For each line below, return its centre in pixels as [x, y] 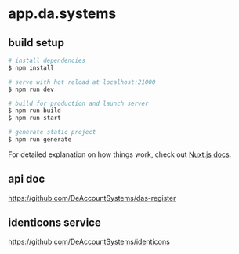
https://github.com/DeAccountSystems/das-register [92, 198]
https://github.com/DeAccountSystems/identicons [89, 241]
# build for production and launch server [78, 103]
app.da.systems [62, 14]
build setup [36, 43]
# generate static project [52, 132]
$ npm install [31, 67]
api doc [27, 179]
